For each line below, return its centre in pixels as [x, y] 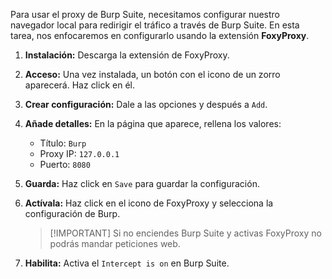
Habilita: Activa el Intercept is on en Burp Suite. [127, 263]
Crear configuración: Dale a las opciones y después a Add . [146, 104]
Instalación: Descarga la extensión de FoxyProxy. [127, 55]
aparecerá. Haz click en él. [79, 85]
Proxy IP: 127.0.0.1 [79, 153]
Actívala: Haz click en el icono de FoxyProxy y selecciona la [149, 203]
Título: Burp [63, 143]
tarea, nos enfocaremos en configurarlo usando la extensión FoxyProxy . [160, 35]
